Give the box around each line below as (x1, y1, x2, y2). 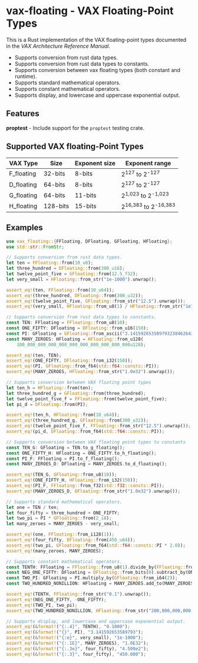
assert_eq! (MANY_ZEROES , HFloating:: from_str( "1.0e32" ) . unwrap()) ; (6, 369, 176, 375)
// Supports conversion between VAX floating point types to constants (6, 439, 186, 445)
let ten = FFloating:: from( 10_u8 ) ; (6, 260, 94, 266)
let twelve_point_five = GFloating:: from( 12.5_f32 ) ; (6, 271, 138, 277)
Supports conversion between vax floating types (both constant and (14, 66, 181, 73)
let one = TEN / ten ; (6, 504, 60, 510)
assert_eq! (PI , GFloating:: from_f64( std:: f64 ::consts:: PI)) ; (6, 363, 160, 370)
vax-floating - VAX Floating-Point (6, 4, 174, 18)
